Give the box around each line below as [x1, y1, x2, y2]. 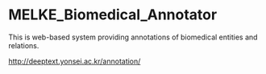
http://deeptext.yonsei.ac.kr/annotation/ [8, 56, 141, 66]
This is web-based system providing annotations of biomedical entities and [8, 32, 258, 42]
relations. [8, 40, 39, 50]
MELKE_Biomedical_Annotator [8, 6, 218, 24]
